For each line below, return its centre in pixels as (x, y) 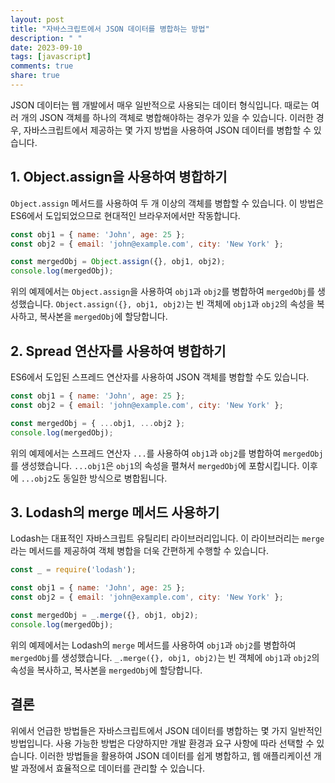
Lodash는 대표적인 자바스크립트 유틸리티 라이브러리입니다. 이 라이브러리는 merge (167, 538)
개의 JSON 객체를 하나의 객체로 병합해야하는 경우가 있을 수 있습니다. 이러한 (167, 117)
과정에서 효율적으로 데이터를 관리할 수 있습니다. (113, 768)
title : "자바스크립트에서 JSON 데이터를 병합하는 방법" (110, 29)
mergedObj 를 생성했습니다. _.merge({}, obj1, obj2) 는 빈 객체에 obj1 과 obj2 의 (165, 657)
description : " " (46, 38)
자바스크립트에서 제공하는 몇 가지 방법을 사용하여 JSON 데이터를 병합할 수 (167, 130)
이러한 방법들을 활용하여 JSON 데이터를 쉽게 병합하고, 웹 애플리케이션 (175, 755)
